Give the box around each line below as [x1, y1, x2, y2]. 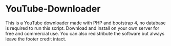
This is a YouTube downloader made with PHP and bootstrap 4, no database [5, 20, 166, 26]
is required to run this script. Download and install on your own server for [5, 25, 160, 31]
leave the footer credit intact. [5, 36, 67, 42]
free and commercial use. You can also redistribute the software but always [5, 30, 165, 36]
